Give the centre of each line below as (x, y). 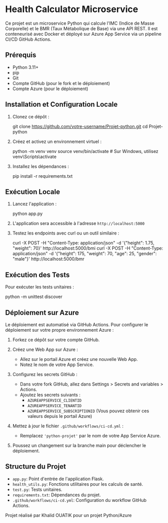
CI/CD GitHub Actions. (28, 39)
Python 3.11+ (26, 67)
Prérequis (21, 55)
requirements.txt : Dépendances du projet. (57, 495)
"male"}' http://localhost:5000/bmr (48, 259)
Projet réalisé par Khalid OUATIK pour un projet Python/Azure (68, 515)
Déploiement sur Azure (42, 312)
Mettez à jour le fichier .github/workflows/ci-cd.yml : (68, 426)
